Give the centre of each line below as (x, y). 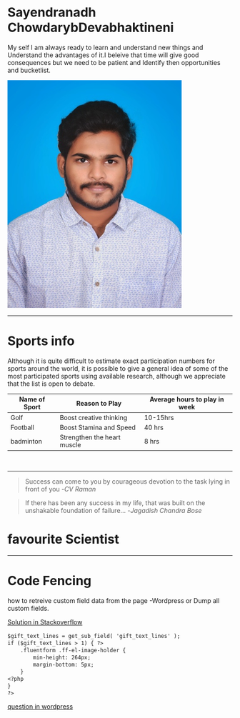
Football (22, 427)
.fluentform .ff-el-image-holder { (73, 650)
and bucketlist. (29, 70)
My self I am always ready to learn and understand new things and (105, 47)
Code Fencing (49, 580)
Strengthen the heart (90, 437)
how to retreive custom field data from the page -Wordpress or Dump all (114, 600)
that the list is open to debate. (51, 384)
